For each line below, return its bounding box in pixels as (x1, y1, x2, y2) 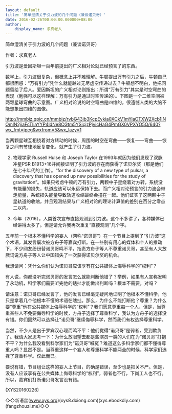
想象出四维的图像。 (9, 106, 50, 112)
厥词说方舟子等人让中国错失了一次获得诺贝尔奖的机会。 (5, 252, 122, 258)
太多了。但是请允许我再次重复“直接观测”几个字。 (26, 222, 130, 228)
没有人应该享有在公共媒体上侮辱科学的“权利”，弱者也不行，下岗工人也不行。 (5, 370, 166, 376)
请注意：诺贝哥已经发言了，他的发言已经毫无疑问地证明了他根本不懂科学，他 (5, 291, 167, 297)
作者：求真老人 (5, 52, 37, 58)
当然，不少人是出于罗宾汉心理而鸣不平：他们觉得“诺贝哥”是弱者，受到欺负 (5, 328, 162, 334)
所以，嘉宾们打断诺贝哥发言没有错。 (5, 377, 82, 383)
